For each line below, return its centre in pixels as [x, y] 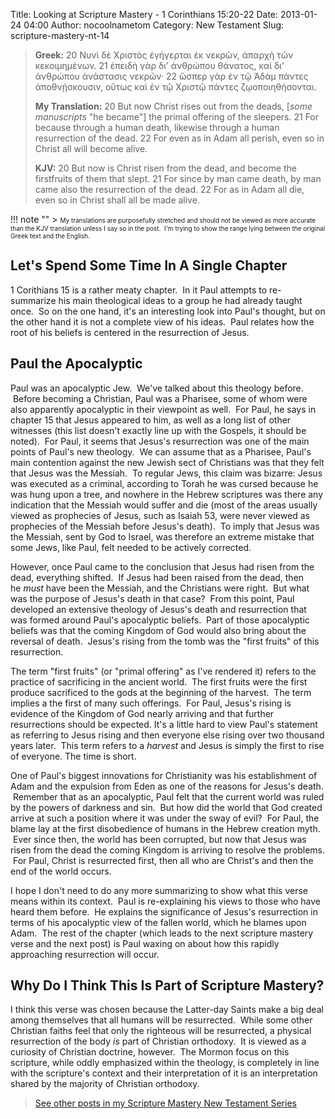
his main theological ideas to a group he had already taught [180, 300]
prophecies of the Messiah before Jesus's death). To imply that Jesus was [165, 526]
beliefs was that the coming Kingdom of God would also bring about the [158, 630]
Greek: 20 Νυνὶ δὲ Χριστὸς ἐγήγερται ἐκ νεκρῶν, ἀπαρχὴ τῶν [164, 55]
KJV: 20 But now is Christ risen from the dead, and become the [166, 168]
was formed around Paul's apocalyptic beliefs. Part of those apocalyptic [160, 620]
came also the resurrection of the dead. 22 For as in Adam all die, [169, 189]
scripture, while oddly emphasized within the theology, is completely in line [165, 1063]
